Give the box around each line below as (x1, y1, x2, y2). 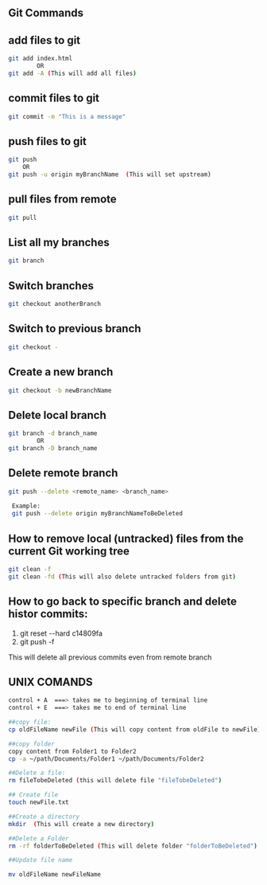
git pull (8, 213, 37, 221)
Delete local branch (8, 408, 107, 421)
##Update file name (8, 856, 73, 864)
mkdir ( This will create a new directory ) (8, 820, 155, 828)
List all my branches (8, 236, 110, 249)
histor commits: (8, 607, 88, 621)
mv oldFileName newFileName (8, 871, 102, 879)
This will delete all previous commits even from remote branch (8, 652, 212, 662)
